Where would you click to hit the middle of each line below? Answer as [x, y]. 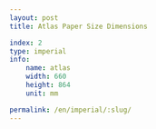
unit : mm [42, 93]
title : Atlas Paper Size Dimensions [78, 26]
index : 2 [26, 43]
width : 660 [46, 77]
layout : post [34, 18]
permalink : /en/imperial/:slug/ [70, 110]
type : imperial [38, 51]
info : [19, 60]
